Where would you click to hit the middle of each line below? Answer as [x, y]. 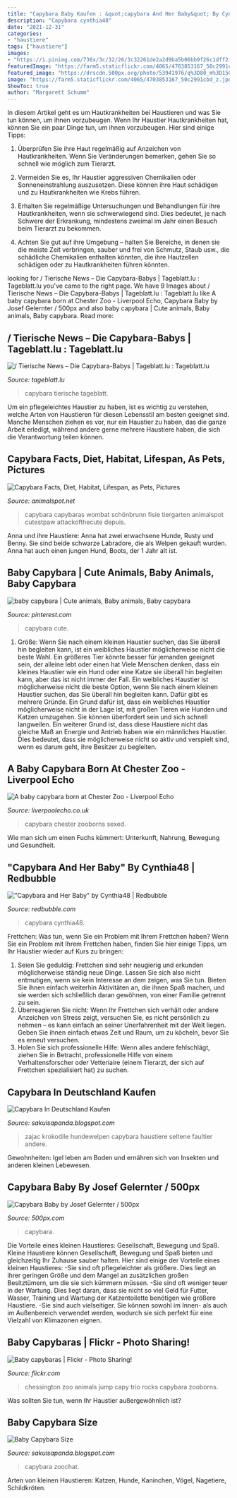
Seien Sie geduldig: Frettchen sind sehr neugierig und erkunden [110, 965]
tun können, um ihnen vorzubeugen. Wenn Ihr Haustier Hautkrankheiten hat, [118, 120]
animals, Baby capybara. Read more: [61, 316]
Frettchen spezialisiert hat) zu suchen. [73, 1070]
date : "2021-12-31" [36, 27]
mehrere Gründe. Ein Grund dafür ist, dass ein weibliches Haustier [114, 702]
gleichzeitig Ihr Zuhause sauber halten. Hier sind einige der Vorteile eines [114, 1260]
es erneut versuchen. [48, 1040]
